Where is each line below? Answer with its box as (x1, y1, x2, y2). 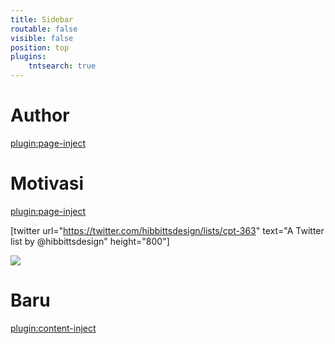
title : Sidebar (10, 14, 74, 25)
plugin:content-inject (10, 322, 97, 334)
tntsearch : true (28, 61, 97, 71)
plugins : (10, 52, 47, 62)
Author (10, 104, 70, 127)
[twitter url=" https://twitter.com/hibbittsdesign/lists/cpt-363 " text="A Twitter (10, 224, 325, 236)
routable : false (10, 24, 78, 34)
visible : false (10, 33, 74, 43)
